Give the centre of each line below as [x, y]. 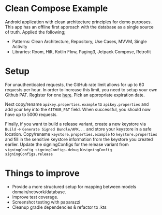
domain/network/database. [39, 192]
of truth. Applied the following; [35, 32]
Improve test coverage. [35, 197]
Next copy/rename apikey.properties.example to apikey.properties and [77, 104]
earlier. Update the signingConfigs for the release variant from [67, 144]
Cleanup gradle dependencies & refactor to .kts [59, 207]
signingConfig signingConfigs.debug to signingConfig [59, 149]
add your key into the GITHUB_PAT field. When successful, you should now [78, 109]
